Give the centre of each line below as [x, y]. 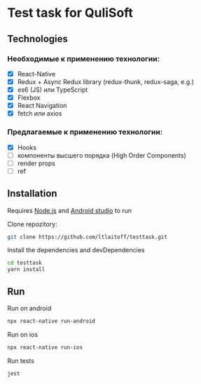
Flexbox [29, 98]
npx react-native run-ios [45, 347]
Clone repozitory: [32, 224]
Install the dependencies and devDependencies [76, 250]
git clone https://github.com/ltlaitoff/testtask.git [88, 237]
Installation [32, 194]
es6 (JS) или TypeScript [53, 90]
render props [36, 163]
